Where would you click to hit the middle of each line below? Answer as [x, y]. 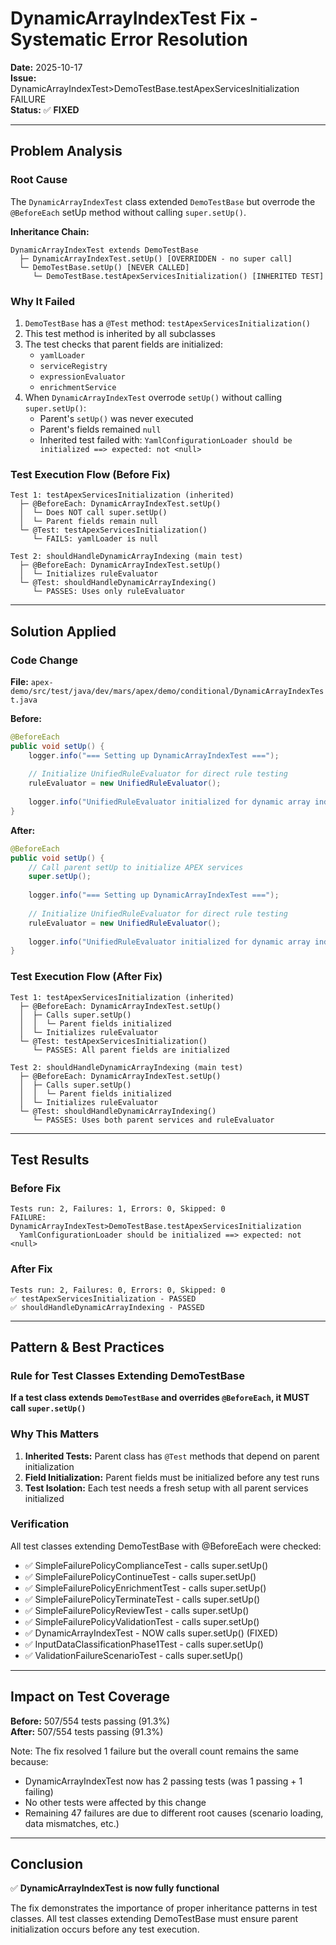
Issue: [23, 78]
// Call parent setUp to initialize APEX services [136, 867]
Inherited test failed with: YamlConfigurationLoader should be [166, 439]
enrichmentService [78, 387]
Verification [40, 1524]
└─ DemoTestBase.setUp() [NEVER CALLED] [104, 267]
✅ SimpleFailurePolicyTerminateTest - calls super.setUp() [142, 1599]
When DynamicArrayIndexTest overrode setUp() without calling [153, 397]
